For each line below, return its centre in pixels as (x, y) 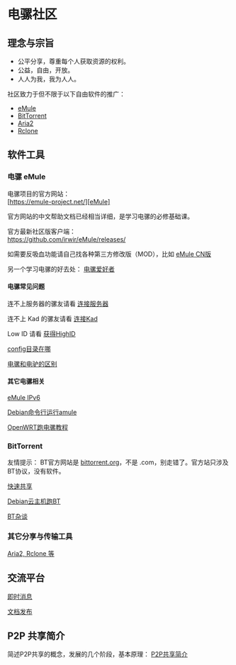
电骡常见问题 (26, 286)
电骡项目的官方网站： (38, 194)
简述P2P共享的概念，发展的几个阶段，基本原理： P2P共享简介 (97, 654)
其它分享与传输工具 (40, 537)
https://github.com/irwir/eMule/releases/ (67, 239)
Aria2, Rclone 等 (31, 553)
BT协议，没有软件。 (36, 471)
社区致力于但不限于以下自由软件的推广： (66, 94)
